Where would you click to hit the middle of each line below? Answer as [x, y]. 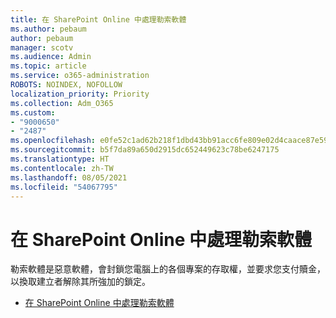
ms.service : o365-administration [80, 76]
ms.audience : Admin [51, 57]
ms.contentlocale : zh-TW [62, 168]
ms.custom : [33, 112]
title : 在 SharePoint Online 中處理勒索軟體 [98, 19]
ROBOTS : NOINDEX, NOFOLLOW [66, 85]
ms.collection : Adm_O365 [62, 103]
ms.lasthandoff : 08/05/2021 [69, 177]
